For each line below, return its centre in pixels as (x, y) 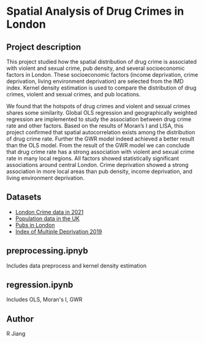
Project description (44, 47)
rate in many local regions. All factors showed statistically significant (93, 158)
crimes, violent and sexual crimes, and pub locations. (74, 94)
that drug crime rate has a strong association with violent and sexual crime (100, 152)
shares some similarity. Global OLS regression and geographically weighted (102, 113)
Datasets (24, 197)
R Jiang (16, 334)
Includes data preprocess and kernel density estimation (77, 266)
